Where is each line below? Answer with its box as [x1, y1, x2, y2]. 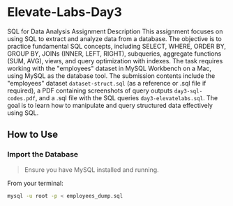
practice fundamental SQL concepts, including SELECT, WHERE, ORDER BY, [7, 42, 227, 50]
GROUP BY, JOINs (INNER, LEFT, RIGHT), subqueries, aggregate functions [7, 49, 222, 58]
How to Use [7, 129, 59, 141]
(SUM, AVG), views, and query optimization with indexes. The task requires [7, 56, 223, 65]
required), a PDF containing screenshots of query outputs [7, 86, 173, 95]
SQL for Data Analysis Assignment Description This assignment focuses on [7, 27, 223, 35]
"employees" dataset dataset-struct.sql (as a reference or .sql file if [7, 79, 206, 87]
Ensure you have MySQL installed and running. [24, 165, 159, 174]
